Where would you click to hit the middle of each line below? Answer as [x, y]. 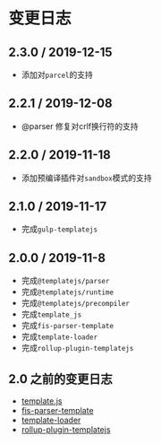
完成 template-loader [59, 336]
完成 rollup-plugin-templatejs [77, 348]
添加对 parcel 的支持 [57, 74]
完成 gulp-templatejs [59, 229]
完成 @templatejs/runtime [67, 292]
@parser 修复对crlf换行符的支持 [80, 126]
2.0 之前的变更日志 [60, 379]
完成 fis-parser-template [67, 326]
